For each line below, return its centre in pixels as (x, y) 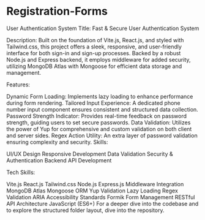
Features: (18, 85)
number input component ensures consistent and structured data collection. (102, 109)
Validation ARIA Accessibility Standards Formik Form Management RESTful (101, 197)
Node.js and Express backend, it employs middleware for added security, (99, 59)
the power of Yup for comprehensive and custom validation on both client (99, 129)
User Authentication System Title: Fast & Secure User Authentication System (103, 28)
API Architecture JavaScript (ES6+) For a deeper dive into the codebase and (102, 203)
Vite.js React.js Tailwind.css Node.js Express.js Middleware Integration (95, 184)
